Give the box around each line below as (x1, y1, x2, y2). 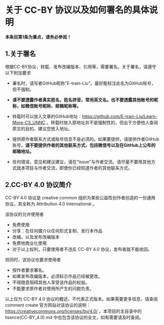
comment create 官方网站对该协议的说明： (5, 302, 91, 308)
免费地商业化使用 (12, 240, 47, 246)
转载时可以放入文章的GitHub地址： (12, 113, 82, 119)
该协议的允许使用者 (5, 211, 44, 217)
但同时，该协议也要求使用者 (5, 256, 61, 263)
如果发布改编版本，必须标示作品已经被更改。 (12, 273, 103, 279)
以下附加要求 (5, 70, 31, 76)
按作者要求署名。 (12, 267, 47, 273)
